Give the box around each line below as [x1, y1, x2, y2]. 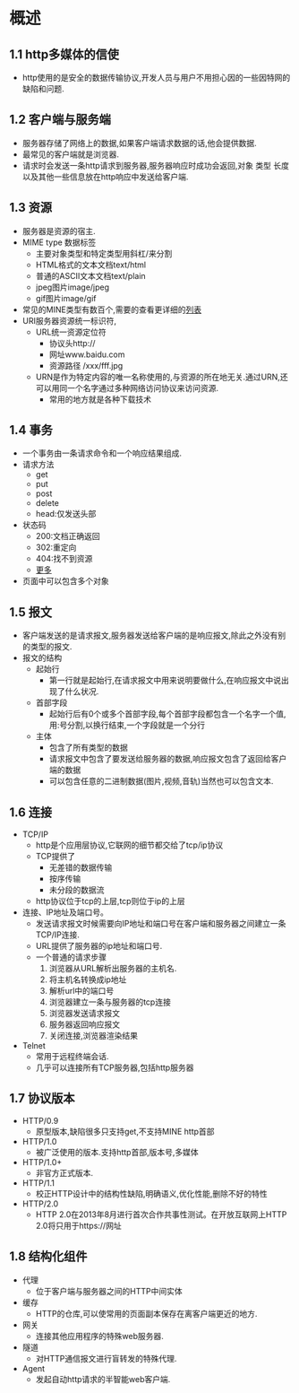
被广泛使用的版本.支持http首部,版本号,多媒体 [35, 1146, 199, 1157]
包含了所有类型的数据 [48, 742, 128, 753]
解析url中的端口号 [48, 986, 115, 997]
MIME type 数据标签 [21, 237, 97, 248]
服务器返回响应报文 [48, 1019, 121, 1030]
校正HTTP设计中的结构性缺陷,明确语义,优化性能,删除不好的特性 [35, 1188, 269, 1198]
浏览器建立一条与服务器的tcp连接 [48, 997, 172, 1007]
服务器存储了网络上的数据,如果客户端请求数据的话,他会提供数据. [21, 137, 257, 148]
